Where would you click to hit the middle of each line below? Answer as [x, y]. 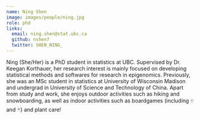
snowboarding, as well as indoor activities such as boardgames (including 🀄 [100, 100]
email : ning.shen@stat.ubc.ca [49, 34]
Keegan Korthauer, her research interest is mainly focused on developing [96, 68]
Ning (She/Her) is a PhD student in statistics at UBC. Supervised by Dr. [94, 62]
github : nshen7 [31, 39]
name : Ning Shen [26, 12]
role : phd [19, 23]
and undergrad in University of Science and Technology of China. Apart [95, 87]
